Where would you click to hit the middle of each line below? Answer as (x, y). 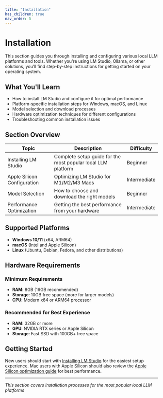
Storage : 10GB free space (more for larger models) (63, 295)
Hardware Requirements (43, 265)
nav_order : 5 (18, 18)
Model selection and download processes (54, 109)
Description (88, 148)
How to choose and (76, 190)
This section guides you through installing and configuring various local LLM (81, 56)
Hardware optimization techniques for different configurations (74, 114)
